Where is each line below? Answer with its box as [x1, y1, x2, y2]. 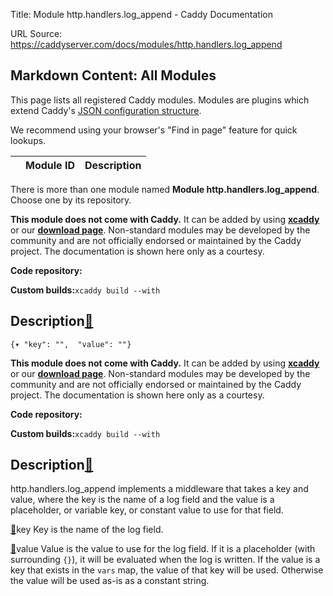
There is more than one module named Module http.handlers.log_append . [10, 183, 320, 195]
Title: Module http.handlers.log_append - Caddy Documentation [10, 9, 273, 20]
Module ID [25, 158, 75, 172]
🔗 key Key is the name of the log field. [10, 524, 164, 536]
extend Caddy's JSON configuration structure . [10, 104, 202, 116]
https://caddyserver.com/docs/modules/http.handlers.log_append [10, 39, 283, 50]
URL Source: [10, 28, 63, 39]
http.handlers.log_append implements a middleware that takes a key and [10, 483, 309, 495]
